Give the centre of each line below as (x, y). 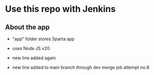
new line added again (34, 58)
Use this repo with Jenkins (61, 9)
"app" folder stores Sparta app (43, 39)
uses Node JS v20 (31, 48)
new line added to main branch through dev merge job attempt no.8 (81, 67)
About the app (28, 27)
